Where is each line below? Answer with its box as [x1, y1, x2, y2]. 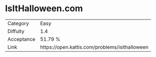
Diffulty [7, 28, 24, 35]
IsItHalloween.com [5, 3, 83, 14]
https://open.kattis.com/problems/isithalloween [40, 43, 149, 50]
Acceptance [7, 36, 36, 42]
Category [7, 20, 29, 27]
